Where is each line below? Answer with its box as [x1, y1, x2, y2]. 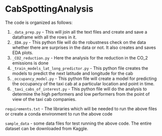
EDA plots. [12, 50, 33, 56]
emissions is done [12, 60, 49, 66]
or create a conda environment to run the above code [5, 111, 113, 117]
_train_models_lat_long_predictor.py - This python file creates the [12, 65, 148, 71]
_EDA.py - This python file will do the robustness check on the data [12, 39, 146, 45]
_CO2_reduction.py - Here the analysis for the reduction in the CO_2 [12, 55, 148, 60]
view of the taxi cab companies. [12, 96, 77, 102]
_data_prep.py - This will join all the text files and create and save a [12, 29, 147, 35]
